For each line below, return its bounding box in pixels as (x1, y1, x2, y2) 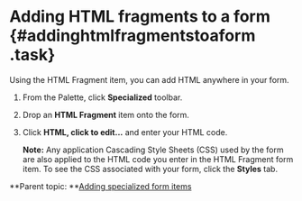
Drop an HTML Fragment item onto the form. (22, 109, 189, 120)
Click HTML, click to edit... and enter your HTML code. (22, 126, 228, 137)
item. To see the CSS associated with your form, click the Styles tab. (22, 163, 278, 174)
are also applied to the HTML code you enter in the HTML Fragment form (22, 153, 294, 164)
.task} (9, 45, 56, 65)
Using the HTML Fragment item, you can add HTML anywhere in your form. (9, 74, 290, 85)
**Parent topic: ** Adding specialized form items (9, 180, 192, 191)
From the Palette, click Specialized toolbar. (22, 92, 183, 103)
